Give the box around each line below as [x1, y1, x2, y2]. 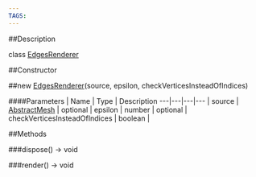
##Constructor [8, 65, 58, 75]
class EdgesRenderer [8, 49, 79, 59]
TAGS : [8, 11, 27, 20]
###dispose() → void [8, 144, 78, 154]
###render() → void [8, 160, 74, 170]
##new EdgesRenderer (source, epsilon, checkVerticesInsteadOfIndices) [8, 80, 249, 90]
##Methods [8, 129, 47, 138]
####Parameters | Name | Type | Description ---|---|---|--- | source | [8, 96, 239, 105]
